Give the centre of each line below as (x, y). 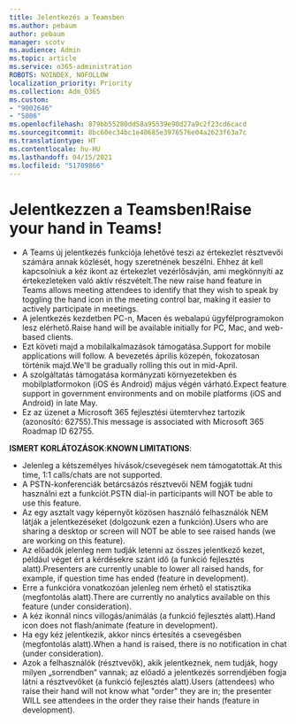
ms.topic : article (43, 58)
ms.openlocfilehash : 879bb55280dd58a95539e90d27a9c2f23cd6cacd (128, 125)
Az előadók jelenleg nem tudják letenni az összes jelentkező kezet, (143, 551)
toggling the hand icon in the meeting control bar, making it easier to (146, 300)
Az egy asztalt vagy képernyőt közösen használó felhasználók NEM (145, 512)
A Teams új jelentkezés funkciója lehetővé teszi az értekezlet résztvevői (152, 252)
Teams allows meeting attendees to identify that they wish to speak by (150, 290)
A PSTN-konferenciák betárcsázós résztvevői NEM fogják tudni (137, 484)
